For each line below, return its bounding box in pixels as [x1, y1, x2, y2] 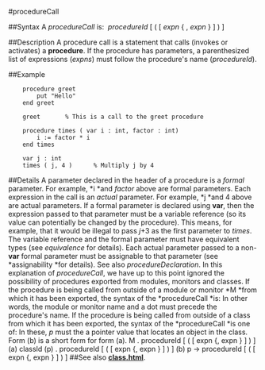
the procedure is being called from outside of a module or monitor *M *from [8, 285, 258, 295]
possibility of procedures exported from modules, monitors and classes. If [8, 277, 250, 286]
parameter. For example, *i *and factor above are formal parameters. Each [8, 184, 252, 193]
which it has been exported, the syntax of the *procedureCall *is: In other [8, 294, 248, 303]
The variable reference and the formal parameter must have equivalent [8, 234, 240, 244]
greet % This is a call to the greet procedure [22, 113, 204, 121]
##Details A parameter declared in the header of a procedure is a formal [8, 175, 244, 185]
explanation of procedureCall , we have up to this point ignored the [8, 268, 225, 277]
